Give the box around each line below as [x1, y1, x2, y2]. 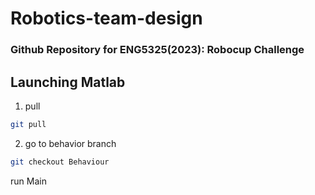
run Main [10, 175, 47, 187]
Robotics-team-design [10, 7, 203, 30]
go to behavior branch [24, 137, 117, 149]
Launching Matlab [10, 73, 126, 91]
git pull [10, 119, 47, 129]
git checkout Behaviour [10, 157, 110, 167]
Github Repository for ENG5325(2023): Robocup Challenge [10, 43, 305, 57]
